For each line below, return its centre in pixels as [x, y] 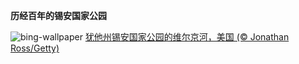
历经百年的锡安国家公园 [58, 15]
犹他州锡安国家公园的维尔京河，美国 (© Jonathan [187, 37]
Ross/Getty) [35, 48]
